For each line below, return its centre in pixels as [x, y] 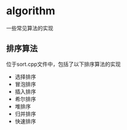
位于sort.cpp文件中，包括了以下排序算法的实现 [63, 64]
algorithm [31, 11]
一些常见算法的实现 [30, 28]
